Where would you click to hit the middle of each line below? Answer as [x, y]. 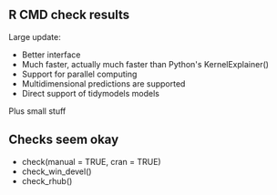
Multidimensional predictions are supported [103, 83]
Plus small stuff [37, 111]
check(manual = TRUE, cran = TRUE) [91, 161]
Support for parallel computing [79, 74]
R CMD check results [69, 15]
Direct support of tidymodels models [91, 93]
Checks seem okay [64, 140]
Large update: [35, 36]
